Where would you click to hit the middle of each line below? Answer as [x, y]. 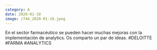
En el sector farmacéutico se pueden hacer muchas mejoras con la [74, 33]
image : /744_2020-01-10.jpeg [35, 19]
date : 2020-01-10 [23, 14]
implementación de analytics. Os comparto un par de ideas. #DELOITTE [79, 38]
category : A [17, 10]
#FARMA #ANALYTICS [28, 43]
